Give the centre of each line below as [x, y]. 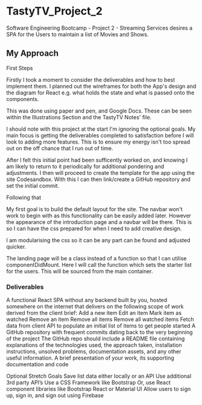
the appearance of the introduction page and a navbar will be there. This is [99, 222]
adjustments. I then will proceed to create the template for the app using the [100, 173]
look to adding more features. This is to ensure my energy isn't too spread [98, 142]
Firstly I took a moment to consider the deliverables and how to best [91, 79]
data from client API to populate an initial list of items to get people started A [101, 326]
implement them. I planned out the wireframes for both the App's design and [101, 86]
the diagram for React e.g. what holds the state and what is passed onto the [100, 93]
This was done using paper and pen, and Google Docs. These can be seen [99, 111]
